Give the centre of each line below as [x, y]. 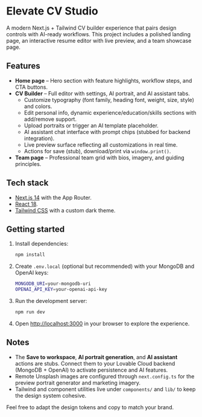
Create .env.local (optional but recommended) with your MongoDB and [105, 266]
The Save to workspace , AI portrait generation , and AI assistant [96, 357]
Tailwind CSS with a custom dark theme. [65, 210]
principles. [28, 164]
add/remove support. [50, 119]
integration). [39, 138]
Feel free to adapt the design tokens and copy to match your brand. [90, 407]
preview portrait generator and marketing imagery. [77, 383]
